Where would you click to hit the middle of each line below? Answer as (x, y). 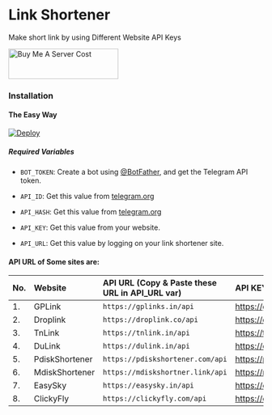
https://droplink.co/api (150, 320)
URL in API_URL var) (142, 293)
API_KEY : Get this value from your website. (90, 227)
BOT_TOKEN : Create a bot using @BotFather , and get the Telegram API (134, 172)
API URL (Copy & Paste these (159, 283)
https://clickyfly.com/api (155, 399)
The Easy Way (33, 115)
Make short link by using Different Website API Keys (95, 37)
